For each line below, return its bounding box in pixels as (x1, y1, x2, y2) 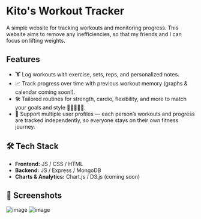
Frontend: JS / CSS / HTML (14, 160, 83, 167)
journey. (14, 123, 35, 130)
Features (6, 54, 40, 64)
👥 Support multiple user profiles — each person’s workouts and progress (14, 110, 195, 117)
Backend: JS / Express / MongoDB (14, 167, 101, 174)
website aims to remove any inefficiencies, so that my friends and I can (6, 30, 182, 37)
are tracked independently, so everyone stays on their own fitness (14, 116, 179, 124)
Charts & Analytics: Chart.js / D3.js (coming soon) (14, 173, 140, 180)
